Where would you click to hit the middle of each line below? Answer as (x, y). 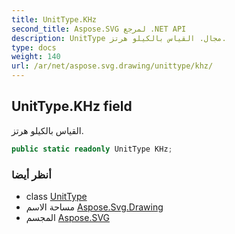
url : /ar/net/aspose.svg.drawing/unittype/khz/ (112, 66)
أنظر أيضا (31, 174)
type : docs (34, 47)
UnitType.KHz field (72, 106)
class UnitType (56, 196)
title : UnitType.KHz (54, 19)
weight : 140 (36, 57)
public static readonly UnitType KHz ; (92, 149)
